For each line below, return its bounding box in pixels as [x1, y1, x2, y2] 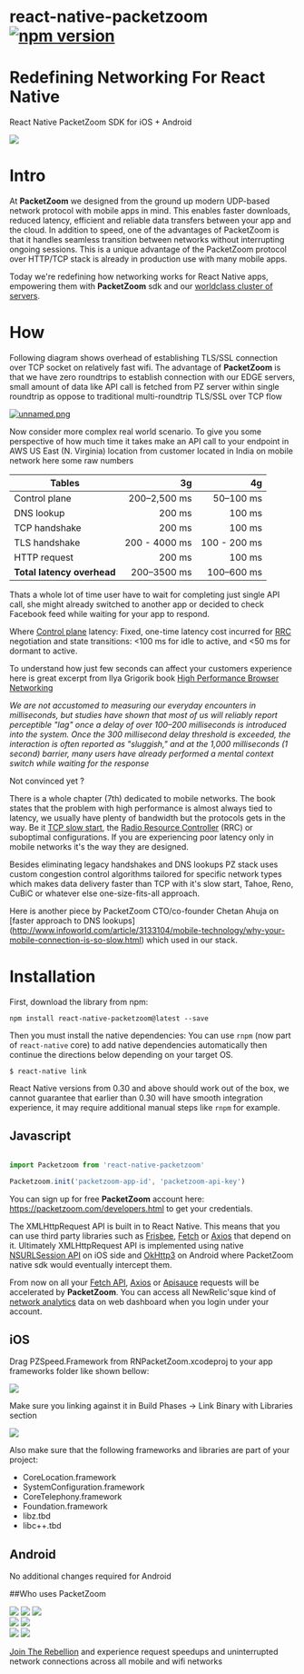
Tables [49, 477, 80, 489]
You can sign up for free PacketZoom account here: [9, 1193, 205, 1204]
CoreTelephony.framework [22, 1491, 123, 1502]
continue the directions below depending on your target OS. [9, 1049, 234, 1060]
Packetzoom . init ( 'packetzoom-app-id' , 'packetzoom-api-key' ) [9, 1177, 246, 1186]
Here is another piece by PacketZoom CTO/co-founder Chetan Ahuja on [9, 906, 279, 916]
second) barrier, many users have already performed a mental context [9, 748, 274, 759]
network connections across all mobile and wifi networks [9, 1656, 223, 1667]
